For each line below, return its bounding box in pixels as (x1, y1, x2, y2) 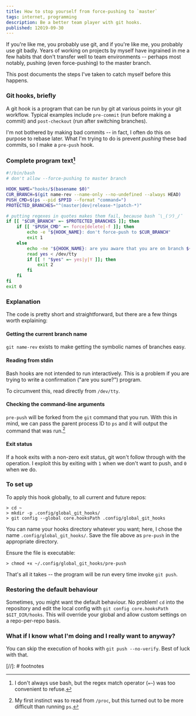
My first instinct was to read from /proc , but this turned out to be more (14, 697, 184, 704)
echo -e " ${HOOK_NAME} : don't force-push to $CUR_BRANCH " (27, 229, 171, 236)
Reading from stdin (6, 357, 54, 364)
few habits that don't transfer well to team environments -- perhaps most (6, 53, 181, 60)
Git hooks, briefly (6, 92, 57, 100)
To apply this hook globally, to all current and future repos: (6, 493, 147, 500)
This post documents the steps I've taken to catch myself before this (6, 71, 171, 78)
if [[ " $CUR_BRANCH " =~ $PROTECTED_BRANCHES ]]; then (6, 219, 140, 224)
